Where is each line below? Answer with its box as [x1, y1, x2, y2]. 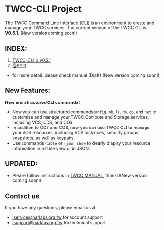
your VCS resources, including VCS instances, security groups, [12, 129, 140, 135]
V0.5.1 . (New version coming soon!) [5, 30, 77, 36]
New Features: [5, 86, 50, 95]
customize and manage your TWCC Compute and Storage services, [12, 114, 149, 120]
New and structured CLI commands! [5, 99, 80, 105]
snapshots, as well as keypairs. [12, 135, 75, 141]
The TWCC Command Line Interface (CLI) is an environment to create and [5, 20, 155, 26]
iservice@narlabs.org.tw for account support [12, 214, 103, 220]
